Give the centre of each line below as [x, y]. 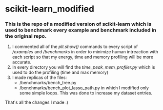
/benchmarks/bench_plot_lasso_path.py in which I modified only [84, 88]
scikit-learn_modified [50, 9]
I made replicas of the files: [40, 78]
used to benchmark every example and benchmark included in [81, 30]
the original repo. [26, 36]
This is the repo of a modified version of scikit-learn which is [78, 24]
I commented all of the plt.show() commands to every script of [75, 47]
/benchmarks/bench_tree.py [48, 83]
